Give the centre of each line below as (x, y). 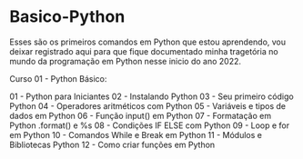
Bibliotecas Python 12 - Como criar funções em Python (112, 144)
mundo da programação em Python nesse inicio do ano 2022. (126, 61)
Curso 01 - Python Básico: (58, 78)
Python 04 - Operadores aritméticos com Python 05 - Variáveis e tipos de (148, 105)
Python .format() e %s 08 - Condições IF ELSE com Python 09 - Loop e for (150, 125)
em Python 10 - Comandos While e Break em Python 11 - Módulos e (136, 134)
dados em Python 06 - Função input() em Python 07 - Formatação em (140, 115)
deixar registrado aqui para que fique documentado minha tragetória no (144, 51)
